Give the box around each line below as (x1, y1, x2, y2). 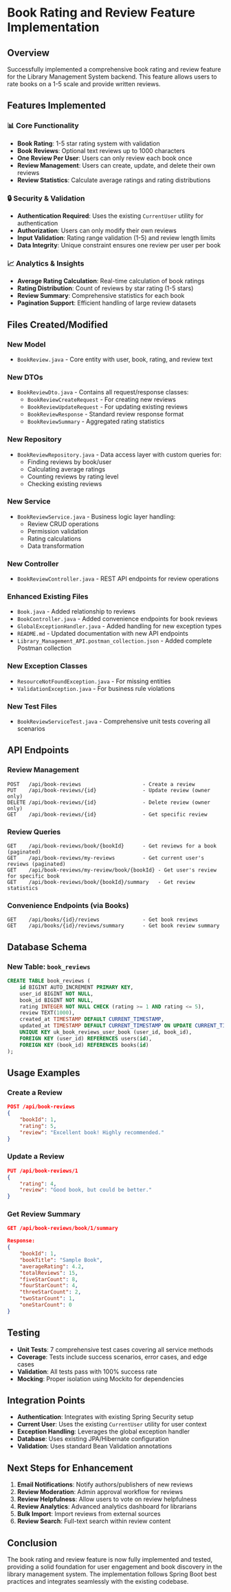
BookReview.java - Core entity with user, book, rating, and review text (16, 355, 213, 363)
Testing (7, 1327, 41, 1339)
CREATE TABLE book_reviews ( (7, 978, 91, 985)
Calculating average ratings (27, 465, 105, 473)
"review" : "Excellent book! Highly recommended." (19, 1129, 165, 1136)
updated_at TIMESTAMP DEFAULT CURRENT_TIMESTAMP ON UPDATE (19, 1022, 192, 1029)
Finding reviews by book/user (27, 457, 112, 466)
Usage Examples (7, 1067, 80, 1078)
